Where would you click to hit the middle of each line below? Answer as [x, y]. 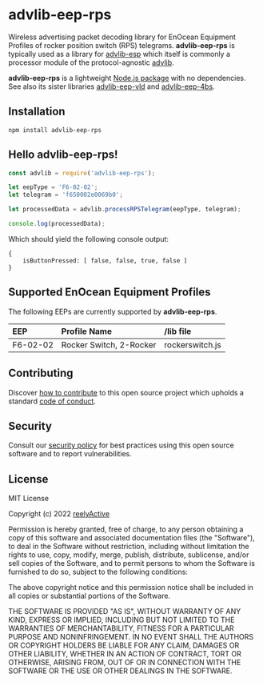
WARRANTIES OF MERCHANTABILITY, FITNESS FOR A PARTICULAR [121, 628]
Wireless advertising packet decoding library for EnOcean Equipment [122, 37]
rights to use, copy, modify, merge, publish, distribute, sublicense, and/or [129, 555]
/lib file [177, 331]
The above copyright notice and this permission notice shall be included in [131, 588]
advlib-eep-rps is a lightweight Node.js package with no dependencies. [127, 78]
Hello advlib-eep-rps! [63, 155]
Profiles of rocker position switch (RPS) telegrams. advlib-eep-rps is [122, 45]
